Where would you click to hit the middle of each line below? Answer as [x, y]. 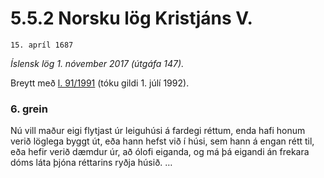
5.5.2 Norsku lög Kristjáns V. [131, 18]
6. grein [29, 109]
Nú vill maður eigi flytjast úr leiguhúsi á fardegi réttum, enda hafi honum [158, 131]
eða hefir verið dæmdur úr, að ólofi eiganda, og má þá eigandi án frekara [160, 152]
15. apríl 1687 [42, 45]
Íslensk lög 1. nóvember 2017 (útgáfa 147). [97, 63]
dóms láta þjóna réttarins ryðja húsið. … [91, 163]
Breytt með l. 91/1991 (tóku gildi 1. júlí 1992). [100, 83]
